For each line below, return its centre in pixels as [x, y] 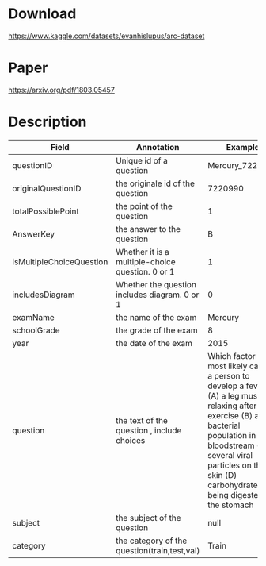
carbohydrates [235, 485]
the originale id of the [156, 183]
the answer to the [148, 229]
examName [34, 317]
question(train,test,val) [158, 550]
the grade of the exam [157, 330]
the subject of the [148, 518]
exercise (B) [230, 415]
